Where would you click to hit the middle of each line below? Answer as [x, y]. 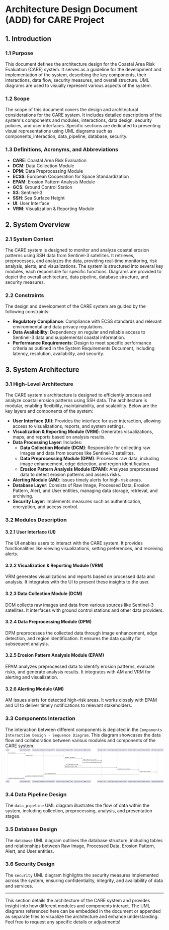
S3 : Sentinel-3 [27, 192]
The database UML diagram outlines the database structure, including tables [84, 840]
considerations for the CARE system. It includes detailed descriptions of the [83, 115]
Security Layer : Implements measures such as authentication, [77, 502]
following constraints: [28, 312]
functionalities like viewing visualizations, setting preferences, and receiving [84, 549]
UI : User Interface [31, 204]
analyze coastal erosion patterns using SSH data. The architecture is [76, 401]
